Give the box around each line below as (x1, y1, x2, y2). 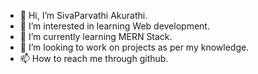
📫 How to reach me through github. (19, 53, 169, 64)
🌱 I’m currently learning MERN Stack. (19, 31, 173, 42)
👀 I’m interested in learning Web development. (19, 20, 210, 32)
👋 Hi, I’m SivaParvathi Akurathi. (19, 10, 148, 21)
